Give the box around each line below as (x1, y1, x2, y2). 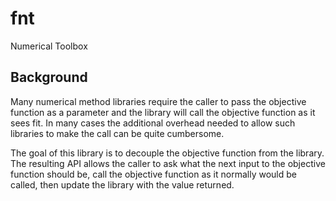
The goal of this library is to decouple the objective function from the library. (10, 147, 325, 159)
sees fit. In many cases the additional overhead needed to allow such (10, 117, 296, 129)
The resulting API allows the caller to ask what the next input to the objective (10, 157, 326, 169)
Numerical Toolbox (10, 40, 88, 52)
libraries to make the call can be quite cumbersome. (10, 127, 225, 139)
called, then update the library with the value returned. (10, 178, 235, 191)
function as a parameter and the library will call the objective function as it (10, 106, 316, 118)
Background (10, 69, 88, 86)
